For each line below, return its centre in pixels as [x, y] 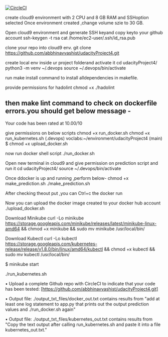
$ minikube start [22, 264]
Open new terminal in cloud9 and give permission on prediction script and [82, 163]
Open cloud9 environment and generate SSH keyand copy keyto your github [84, 32]
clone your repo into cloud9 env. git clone [48, 47]
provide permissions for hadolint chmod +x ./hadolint [60, 87]
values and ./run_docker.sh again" [40, 309]
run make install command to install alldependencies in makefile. [72, 78]
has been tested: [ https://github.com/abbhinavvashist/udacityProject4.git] [82, 289]
